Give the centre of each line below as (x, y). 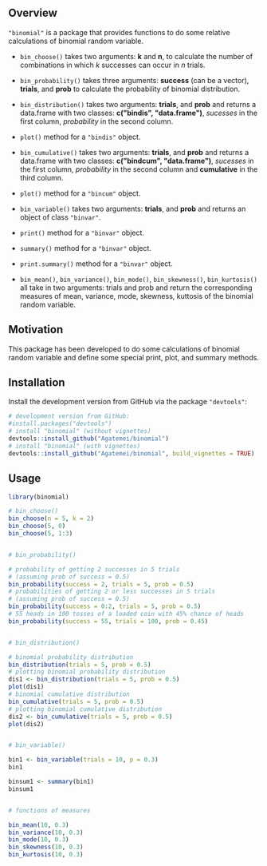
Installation (37, 383)
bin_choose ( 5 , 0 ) (37, 526)
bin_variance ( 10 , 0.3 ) (46, 832)
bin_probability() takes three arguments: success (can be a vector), (134, 80)
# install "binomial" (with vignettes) (75, 446)
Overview (33, 13)
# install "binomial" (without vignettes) (80, 431)
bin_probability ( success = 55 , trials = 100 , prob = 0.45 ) (108, 621)
